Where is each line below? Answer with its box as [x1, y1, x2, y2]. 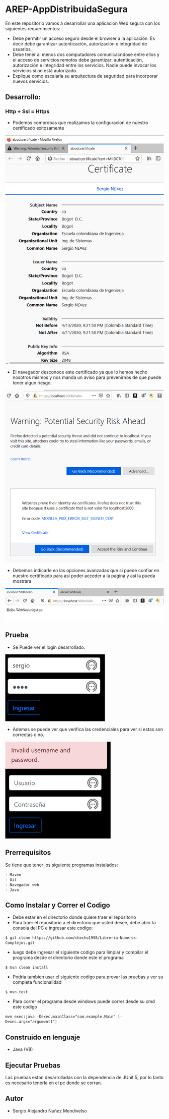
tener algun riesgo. [12, 380, 52, 386]
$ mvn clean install [5, 965, 49, 970]
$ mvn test [5, 990, 28, 995]
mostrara [12, 578, 32, 584]
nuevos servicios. [12, 78, 49, 84]
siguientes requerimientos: [5, 25, 60, 31]
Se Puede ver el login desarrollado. [12, 644, 86, 650]
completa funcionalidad [12, 979, 62, 985]
